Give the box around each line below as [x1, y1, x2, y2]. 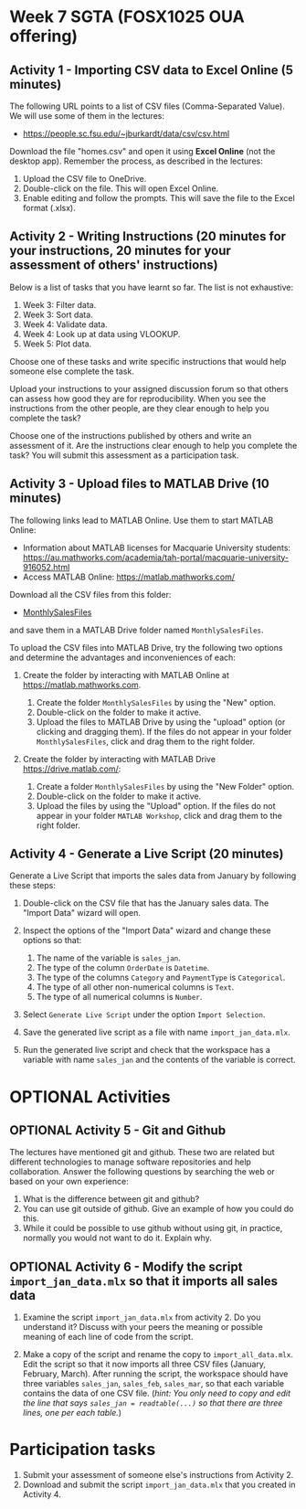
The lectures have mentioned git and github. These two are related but [9, 1147, 276, 1158]
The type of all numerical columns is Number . [36, 992, 203, 1003]
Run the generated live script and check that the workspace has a [22, 1045, 271, 1056]
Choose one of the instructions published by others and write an [9, 430, 252, 441]
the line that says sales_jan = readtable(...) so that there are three [22, 1397, 283, 1408]
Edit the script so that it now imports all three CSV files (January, [22, 1359, 267, 1370]
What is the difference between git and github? [22, 1194, 200, 1205]
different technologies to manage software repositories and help [9, 1156, 251, 1167]
